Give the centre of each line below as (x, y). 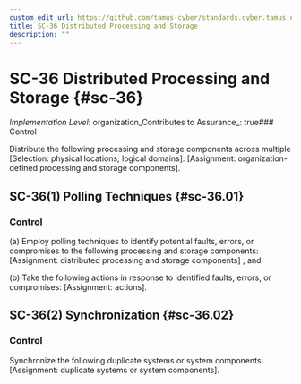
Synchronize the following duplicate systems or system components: (137, 360)
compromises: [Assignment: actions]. (78, 287)
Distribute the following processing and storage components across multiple (150, 149)
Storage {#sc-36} (77, 97)
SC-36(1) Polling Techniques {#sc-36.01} (127, 196)
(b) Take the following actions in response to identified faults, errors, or (140, 277)
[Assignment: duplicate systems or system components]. (114, 370)
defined (24, 168)
